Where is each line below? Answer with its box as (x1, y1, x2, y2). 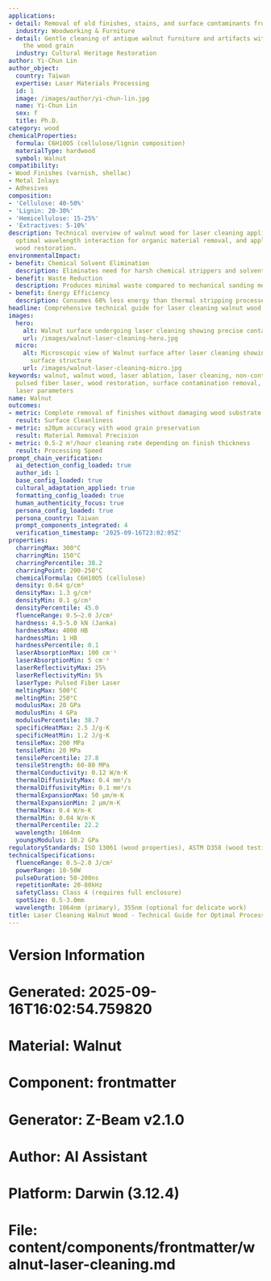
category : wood (8, 124, 60, 132)
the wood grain (23, 42, 74, 50)
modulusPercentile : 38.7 (15, 717, 99, 725)
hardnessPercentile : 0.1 (15, 642, 99, 650)
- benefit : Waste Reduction (8, 274, 103, 282)
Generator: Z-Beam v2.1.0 (8, 1110, 185, 1129)
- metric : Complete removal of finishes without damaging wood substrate (8, 409, 262, 418)
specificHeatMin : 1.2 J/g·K (15, 731, 110, 739)
